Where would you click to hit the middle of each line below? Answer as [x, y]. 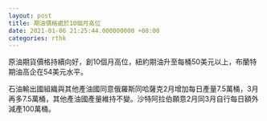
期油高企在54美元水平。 [48, 72]
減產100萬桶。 [32, 109]
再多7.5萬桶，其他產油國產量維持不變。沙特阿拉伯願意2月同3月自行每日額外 [133, 99]
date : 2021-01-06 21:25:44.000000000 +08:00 [84, 30]
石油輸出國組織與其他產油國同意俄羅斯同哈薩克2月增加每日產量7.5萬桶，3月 [133, 89]
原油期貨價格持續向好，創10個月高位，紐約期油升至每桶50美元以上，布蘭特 [133, 62]
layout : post [30, 16]
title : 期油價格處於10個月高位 [55, 23]
